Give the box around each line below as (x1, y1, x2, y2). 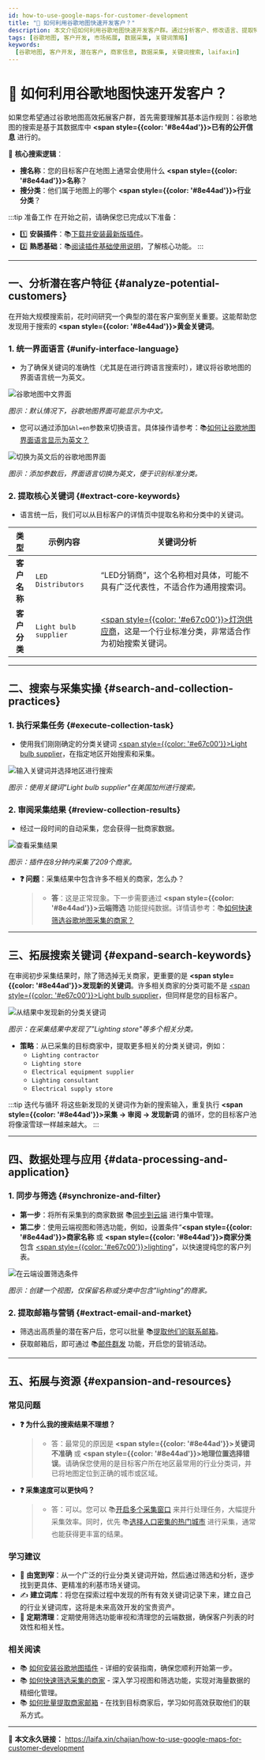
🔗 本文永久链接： (8, 1735, 64, 1744)
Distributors (35, 580, 84, 589)
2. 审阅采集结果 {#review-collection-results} (8, 804, 181, 815)
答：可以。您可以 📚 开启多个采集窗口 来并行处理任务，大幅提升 (50, 1504, 256, 1514)
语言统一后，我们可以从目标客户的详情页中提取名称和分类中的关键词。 (19, 510, 248, 519)
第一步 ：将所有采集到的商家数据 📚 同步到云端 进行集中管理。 (19, 1210, 218, 1219)
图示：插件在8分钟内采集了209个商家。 (8, 857, 136, 867)
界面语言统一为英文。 (19, 372, 89, 382)
